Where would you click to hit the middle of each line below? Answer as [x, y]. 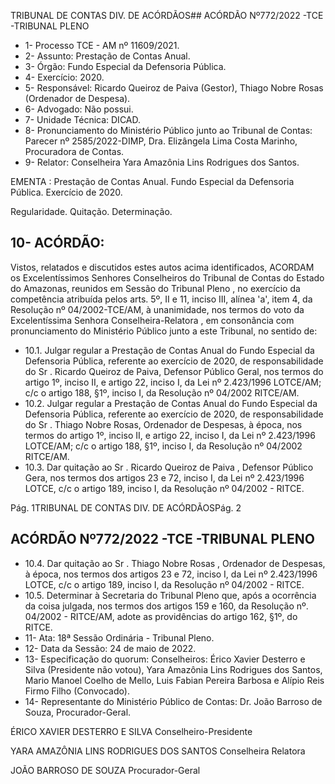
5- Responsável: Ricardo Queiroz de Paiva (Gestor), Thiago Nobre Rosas [174, 88]
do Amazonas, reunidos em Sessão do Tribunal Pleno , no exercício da [155, 288]
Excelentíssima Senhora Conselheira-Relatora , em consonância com [152, 320]
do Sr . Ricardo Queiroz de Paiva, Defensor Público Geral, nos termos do [174, 371]
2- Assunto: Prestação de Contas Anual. [107, 56]
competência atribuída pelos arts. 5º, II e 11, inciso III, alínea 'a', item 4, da [161, 299]
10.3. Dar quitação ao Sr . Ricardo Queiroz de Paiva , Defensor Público [169, 467]
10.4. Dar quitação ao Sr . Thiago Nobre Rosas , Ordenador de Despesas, [175, 563]
